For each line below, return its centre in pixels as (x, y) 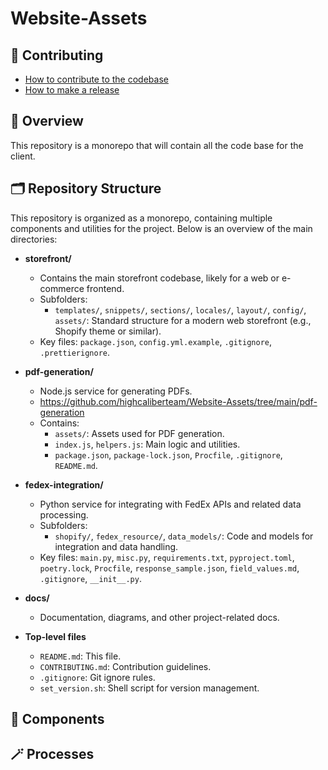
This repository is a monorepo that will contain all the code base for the (157, 145)
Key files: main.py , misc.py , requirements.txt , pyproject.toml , (167, 557)
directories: (34, 239)
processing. (64, 514)
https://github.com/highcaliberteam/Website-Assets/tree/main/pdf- (178, 401)
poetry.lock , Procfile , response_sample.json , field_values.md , (169, 568)
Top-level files (55, 636)
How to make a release (72, 90)
